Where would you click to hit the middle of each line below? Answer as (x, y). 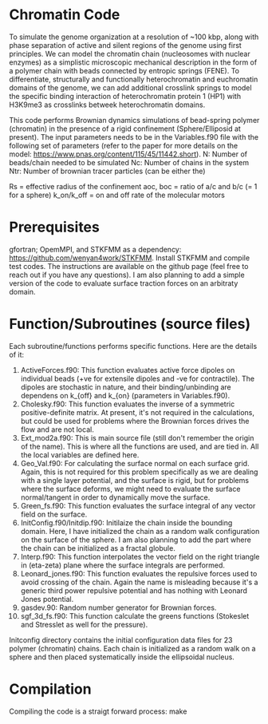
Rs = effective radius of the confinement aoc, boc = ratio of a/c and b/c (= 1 (133, 186)
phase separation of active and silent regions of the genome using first (125, 45)
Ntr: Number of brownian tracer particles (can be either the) (107, 171)
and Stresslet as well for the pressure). (84, 624)
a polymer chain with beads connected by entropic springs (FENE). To (124, 70)
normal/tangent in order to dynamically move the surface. (115, 497)
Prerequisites (55, 227)
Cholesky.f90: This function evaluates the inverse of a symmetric (128, 404)
